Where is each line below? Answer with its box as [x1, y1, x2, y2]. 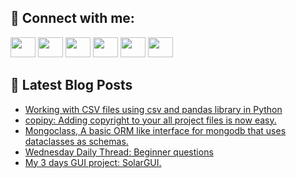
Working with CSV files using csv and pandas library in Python [24, 103, 283, 115]
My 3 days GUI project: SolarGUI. [24, 156, 162, 168]
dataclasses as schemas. [24, 135, 129, 147]
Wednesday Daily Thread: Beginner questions [24, 146, 214, 158]
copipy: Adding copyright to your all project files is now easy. [24, 114, 277, 126]
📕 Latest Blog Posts [10, 77, 133, 94]
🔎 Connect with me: [10, 10, 135, 27]
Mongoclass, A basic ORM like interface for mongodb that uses [24, 124, 287, 136]
